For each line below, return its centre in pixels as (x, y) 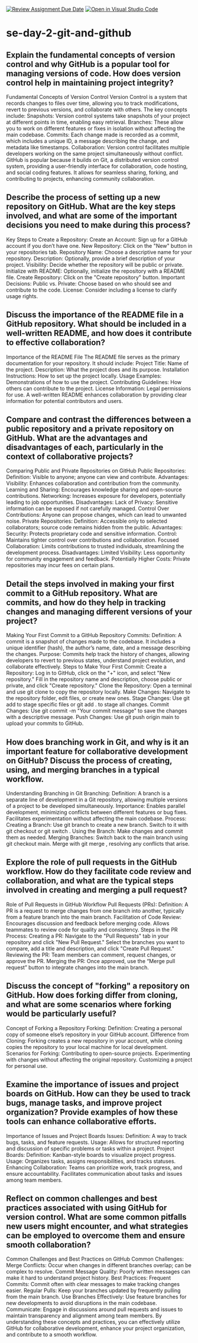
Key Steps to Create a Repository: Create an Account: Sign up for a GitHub (97, 239)
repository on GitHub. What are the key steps (91, 207)
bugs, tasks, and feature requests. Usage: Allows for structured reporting (95, 1142)
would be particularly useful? (61, 1014)
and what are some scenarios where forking (89, 1005)
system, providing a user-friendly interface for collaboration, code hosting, (97, 166)
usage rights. (22, 296)
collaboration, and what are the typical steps (90, 881)
